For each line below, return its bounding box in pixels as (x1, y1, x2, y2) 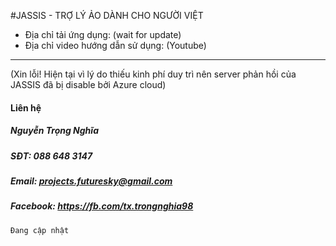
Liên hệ (10, 101, 42, 114)
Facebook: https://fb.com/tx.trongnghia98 (10, 200, 194, 212)
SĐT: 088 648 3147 (10, 150, 93, 162)
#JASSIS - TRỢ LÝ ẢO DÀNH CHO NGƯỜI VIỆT (10, 10, 204, 21)
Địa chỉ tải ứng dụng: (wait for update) (24, 29, 182, 40)
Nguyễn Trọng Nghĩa (10, 125, 99, 137)
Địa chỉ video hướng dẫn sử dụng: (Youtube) (24, 40, 207, 51)
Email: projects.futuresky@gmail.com (10, 175, 173, 187)
